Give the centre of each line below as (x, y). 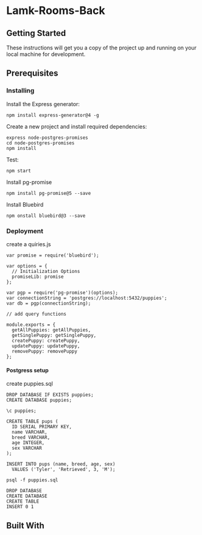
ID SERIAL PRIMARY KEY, (42, 427)
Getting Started (36, 33)
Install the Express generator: (43, 104)
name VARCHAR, (30, 432)
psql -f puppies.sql (33, 480)
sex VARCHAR (27, 448)
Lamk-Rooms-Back (56, 11)
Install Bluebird (25, 204)
